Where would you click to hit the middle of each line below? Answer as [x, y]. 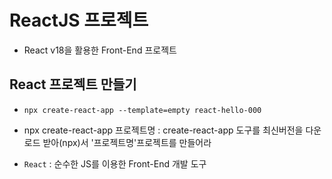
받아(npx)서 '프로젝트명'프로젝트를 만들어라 [127, 142]
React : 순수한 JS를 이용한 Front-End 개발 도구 [115, 163]
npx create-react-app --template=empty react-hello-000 [142, 110]
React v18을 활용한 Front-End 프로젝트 [100, 50]
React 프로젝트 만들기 [73, 84]
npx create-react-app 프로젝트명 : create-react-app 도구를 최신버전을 [163, 130]
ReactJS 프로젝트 [79, 20]
